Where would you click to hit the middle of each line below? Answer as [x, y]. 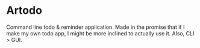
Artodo [24, 10]
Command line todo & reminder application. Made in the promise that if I [95, 27]
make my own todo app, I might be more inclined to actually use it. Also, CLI [100, 33]
